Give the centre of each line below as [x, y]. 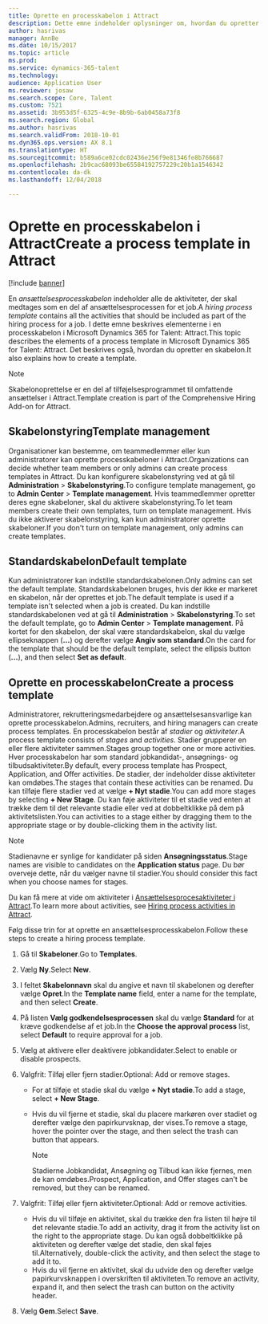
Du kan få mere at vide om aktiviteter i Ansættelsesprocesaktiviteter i [122, 898]
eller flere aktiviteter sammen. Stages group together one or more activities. [132, 749]
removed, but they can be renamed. [91, 1188]
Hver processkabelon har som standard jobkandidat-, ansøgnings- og [123, 757]
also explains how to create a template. [73, 358]
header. [44, 1296]
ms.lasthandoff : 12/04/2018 [55, 180]
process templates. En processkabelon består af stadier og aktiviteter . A [127, 732]
